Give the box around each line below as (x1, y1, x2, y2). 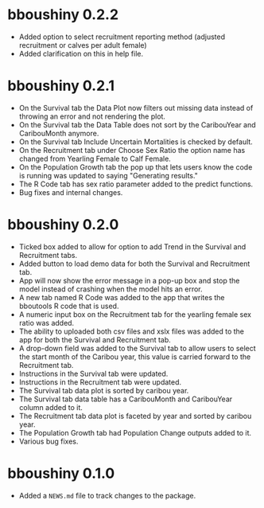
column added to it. (18, 402, 83, 412)
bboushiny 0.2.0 (7, 216, 119, 234)
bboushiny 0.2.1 (7, 77, 115, 95)
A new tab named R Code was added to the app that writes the (18, 292, 225, 302)
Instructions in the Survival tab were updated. (18, 369, 169, 378)
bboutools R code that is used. (18, 301, 119, 311)
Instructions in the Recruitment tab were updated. (18, 377, 182, 387)
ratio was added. (18, 318, 75, 327)
